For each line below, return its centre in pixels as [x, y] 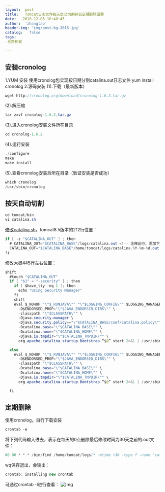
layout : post [20, 10]
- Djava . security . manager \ [46, 318]
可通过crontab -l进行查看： [32, 484]
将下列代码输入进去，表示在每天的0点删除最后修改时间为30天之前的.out [78, 440]
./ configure [17, 154]
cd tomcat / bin [20, 215]
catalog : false [23, 33]
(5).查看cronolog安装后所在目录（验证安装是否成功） [58, 173]
